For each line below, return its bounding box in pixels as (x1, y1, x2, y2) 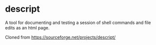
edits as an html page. (5, 24, 50, 30)
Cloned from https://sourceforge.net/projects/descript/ (5, 34, 116, 40)
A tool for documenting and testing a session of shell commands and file (5, 20, 151, 25)
